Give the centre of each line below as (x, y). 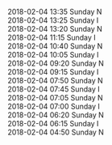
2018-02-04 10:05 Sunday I (53, 55)
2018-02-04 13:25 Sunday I (53, 20)
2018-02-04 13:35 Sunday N (55, 12)
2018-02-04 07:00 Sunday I (54, 106)
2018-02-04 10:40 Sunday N (55, 46)
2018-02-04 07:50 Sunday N (56, 81)
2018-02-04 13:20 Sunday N (55, 29)
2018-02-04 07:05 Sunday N (56, 98)
